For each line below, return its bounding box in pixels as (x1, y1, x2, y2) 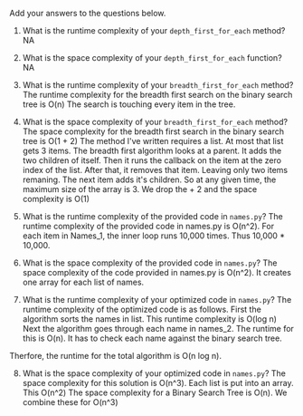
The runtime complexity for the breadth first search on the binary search (22, 90, 293, 100)
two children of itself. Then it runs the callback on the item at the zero (22, 155, 282, 166)
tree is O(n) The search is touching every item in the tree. (22, 99, 236, 110)
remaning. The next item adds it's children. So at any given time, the (22, 174, 277, 185)
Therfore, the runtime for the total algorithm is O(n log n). (9, 351, 222, 361)
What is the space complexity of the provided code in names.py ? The (22, 257, 278, 268)
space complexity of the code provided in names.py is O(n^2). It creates (22, 267, 292, 277)
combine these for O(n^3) (22, 397, 119, 407)
